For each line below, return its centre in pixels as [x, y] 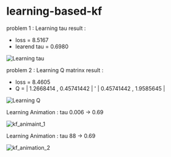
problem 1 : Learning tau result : [46, 28]
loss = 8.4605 [33, 82]
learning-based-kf [54, 11]
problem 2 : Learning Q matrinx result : [55, 70]
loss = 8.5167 [32, 40]
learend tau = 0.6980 [42, 46]
